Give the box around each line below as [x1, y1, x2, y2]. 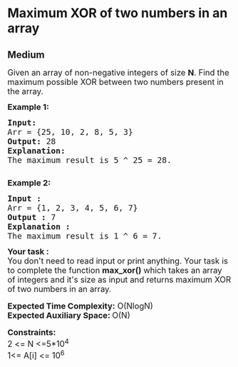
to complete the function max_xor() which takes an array [7, 266, 222, 276]
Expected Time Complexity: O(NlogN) [7, 301, 153, 311]
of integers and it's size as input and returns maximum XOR [7, 275, 232, 285]
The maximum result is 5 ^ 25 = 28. [7, 155, 172, 165]
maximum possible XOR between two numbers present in [7, 77, 224, 87]
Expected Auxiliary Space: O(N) [7, 311, 130, 321]
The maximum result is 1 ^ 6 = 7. [7, 231, 162, 241]
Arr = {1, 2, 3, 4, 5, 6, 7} [7, 203, 138, 213]
